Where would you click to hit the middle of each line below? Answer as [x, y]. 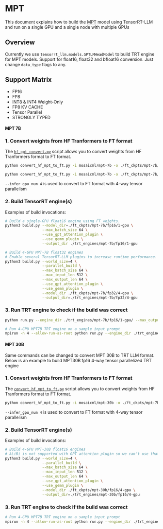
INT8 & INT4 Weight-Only [37, 102]
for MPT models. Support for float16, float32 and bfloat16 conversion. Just [79, 59]
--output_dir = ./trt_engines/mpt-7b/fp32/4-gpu [90, 298]
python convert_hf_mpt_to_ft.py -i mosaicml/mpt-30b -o [63, 403]
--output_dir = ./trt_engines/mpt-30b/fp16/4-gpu [91, 494]
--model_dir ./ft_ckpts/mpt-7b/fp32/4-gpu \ [88, 293]
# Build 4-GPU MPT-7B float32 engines [44, 252]
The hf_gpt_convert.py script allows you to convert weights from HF [73, 152]
